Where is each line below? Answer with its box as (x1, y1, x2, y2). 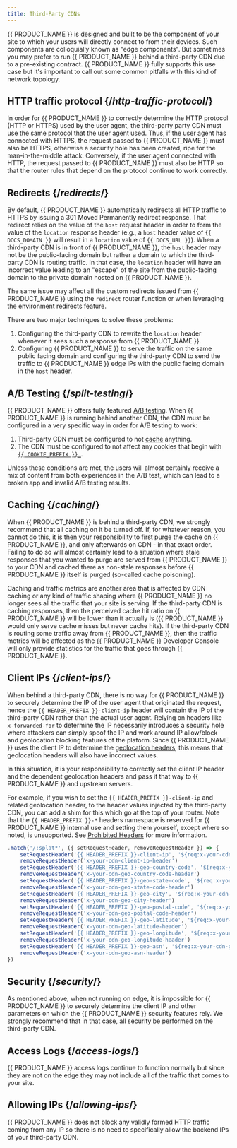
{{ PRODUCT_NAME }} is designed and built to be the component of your (7, 30, 220, 38)
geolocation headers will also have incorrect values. (7, 750, 159, 759)
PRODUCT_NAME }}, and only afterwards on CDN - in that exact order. (7, 540, 213, 548)
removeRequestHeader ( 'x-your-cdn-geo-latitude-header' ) (20, 923, 188, 930)
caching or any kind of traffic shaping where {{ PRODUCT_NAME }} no (7, 591, 212, 600)
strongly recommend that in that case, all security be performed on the (7, 1017, 214, 1025)
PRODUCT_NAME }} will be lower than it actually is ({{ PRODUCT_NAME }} (7, 614, 224, 622)
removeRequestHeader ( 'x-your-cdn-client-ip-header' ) (20, 858, 178, 865)
